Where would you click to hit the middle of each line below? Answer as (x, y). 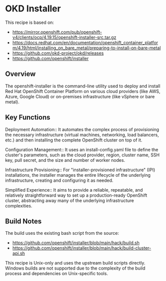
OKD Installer (33, 9)
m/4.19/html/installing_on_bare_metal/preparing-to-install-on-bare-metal (86, 48)
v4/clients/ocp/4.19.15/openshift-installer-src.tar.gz (64, 37)
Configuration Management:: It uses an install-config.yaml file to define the (82, 149)
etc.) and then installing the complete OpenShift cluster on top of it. (74, 140)
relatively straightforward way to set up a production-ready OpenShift (76, 195)
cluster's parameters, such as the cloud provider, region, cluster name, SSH (83, 155)
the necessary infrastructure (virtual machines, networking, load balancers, (82, 135)
